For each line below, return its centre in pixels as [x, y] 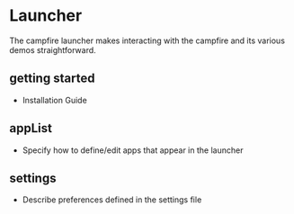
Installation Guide [54, 100]
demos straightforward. [53, 49]
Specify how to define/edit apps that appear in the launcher [133, 150]
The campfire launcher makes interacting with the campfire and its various [147, 40]
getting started [52, 79]
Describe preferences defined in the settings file [112, 200]
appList [31, 128]
